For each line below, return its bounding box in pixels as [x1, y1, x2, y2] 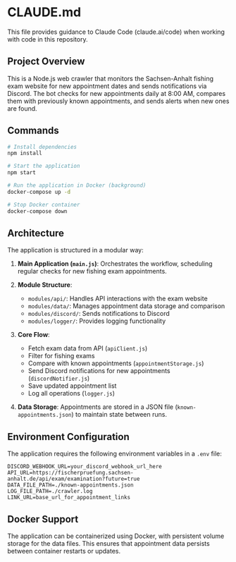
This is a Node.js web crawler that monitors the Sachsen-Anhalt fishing [7, 74, 213, 83]
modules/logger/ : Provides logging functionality [27, 317, 166, 325]
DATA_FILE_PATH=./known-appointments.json [7, 482, 134, 489]
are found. [7, 104, 37, 113]
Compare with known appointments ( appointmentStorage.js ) [27, 359, 204, 367]
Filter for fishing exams [27, 352, 95, 360]
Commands [7, 125, 60, 137]
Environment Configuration [7, 431, 130, 443]
